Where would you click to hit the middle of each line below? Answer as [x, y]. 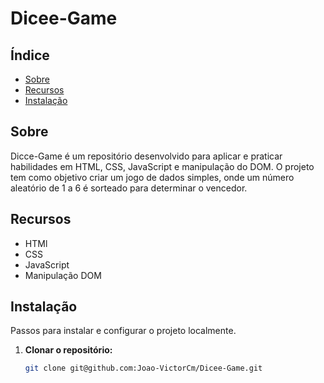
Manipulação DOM [63, 275]
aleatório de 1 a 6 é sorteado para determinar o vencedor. [129, 188]
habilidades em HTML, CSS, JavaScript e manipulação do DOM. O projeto [162, 166]
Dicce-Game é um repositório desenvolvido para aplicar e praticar [146, 156]
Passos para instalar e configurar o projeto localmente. [123, 331]
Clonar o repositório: [68, 350]
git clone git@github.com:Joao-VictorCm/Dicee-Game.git [143, 368]
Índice [30, 55]
